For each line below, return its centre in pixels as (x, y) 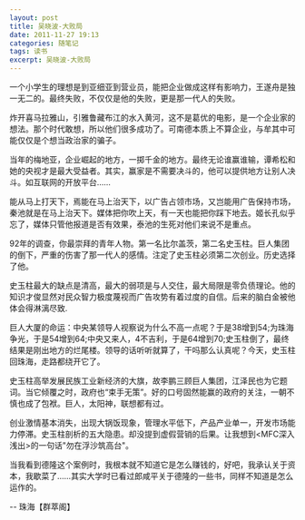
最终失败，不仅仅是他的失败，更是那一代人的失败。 (144, 98)
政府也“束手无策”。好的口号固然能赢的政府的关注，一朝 (184, 392)
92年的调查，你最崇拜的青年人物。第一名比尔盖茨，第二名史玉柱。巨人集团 (150, 243)
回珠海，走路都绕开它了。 (57, 361)
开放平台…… (88, 182)
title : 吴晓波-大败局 (46, 26)
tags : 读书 (29, 52)
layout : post (34, 18)
